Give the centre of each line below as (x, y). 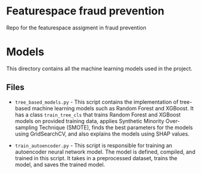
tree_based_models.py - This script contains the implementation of (97, 102)
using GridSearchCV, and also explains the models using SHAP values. (102, 134)
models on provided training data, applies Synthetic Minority (89, 121)
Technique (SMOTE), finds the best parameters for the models (116, 127)
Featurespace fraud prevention (85, 11)
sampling (26, 127)
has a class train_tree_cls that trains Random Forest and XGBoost (98, 115)
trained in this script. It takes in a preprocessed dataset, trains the (96, 158)
